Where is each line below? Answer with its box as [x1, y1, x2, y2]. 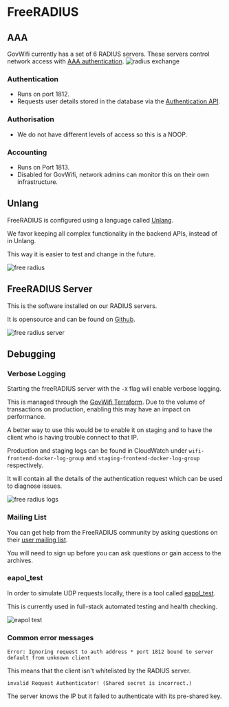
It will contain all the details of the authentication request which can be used [7, 475, 223, 483]
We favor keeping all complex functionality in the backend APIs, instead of [7, 229, 218, 238]
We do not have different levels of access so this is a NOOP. [17, 130, 188, 139]
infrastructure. [17, 177, 58, 186]
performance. [7, 413, 46, 421]
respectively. [7, 461, 43, 469]
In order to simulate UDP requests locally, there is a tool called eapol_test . [7, 588, 216, 597]
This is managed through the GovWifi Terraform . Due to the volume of [7, 398, 206, 407]
